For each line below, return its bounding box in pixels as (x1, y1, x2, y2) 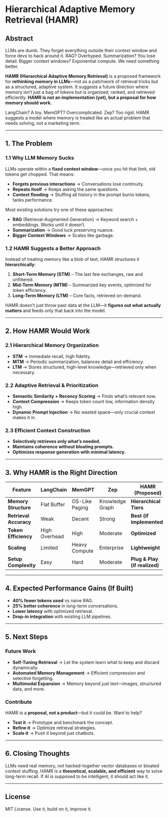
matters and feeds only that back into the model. (5, 307, 106, 313)
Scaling (7, 544, 26, 551)
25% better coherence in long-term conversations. (12, 603, 118, 609)
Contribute (5, 698, 32, 705)
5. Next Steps (5, 633, 48, 641)
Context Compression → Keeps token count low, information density (12, 398, 155, 404)
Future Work (5, 648, 36, 655)
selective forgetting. (12, 675, 54, 681)
